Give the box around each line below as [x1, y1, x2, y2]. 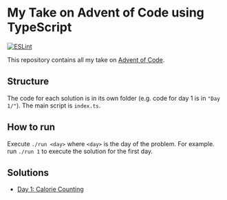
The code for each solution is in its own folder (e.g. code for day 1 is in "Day [7, 94, 220, 102]
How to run [7, 121, 56, 133]
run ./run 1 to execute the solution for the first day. [7, 147, 153, 155]
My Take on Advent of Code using [7, 5, 205, 21]
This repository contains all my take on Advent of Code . [7, 55, 165, 63]
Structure [7, 76, 50, 88]
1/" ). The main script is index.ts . [7, 101, 101, 110]
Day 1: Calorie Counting [17, 185, 84, 194]
